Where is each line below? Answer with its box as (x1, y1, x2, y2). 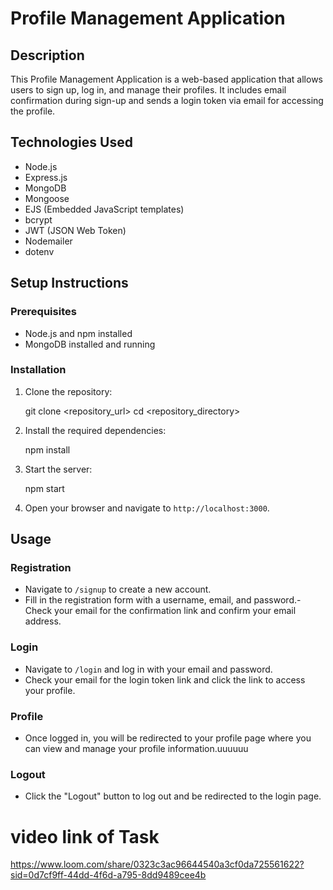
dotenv (24, 245, 55, 257)
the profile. (10, 105, 56, 117)
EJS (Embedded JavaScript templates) (24, 203, 185, 215)
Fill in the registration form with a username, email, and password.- (24, 594, 302, 606)
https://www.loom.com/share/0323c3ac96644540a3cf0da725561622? (10, 858, 305, 871)
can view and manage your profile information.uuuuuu (24, 743, 249, 755)
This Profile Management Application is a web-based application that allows (10, 73, 323, 85)
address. (24, 615, 62, 627)
